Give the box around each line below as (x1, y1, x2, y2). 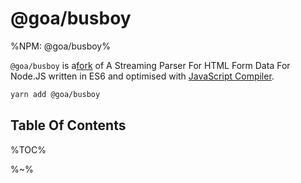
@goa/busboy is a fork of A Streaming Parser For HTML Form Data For (10, 59, 291, 71)
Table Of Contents (10, 117, 127, 134)
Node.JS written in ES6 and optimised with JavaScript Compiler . (10, 70, 275, 82)
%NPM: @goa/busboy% (10, 40, 111, 52)
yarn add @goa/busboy (10, 89, 101, 99)
